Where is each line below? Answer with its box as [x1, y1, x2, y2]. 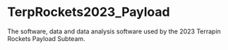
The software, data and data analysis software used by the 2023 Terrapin [7, 27, 221, 35]
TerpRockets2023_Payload [7, 4, 171, 20]
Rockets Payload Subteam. [7, 34, 86, 42]
